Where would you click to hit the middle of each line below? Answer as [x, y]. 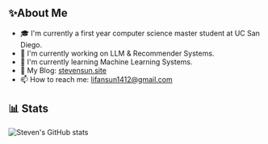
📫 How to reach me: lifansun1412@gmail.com [96, 79]
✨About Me [38, 13]
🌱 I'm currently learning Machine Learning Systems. [106, 62]
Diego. [31, 44]
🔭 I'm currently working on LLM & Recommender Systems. [117, 53]
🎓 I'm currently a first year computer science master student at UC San [140, 33]
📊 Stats [29, 109]
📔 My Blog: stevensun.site [63, 70]
